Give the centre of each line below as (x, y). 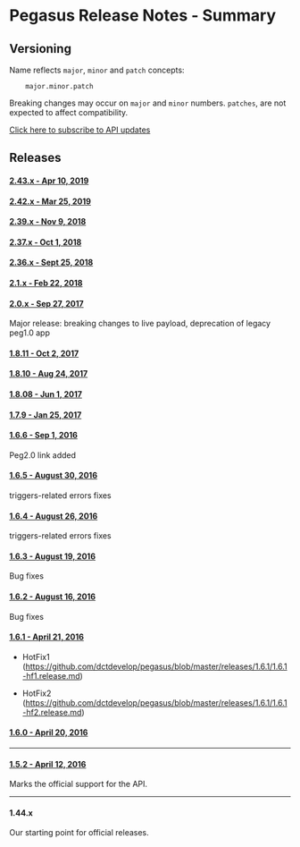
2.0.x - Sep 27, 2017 (46, 303)
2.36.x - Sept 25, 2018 (51, 263)
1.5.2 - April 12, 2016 (48, 764)
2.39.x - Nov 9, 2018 (48, 222)
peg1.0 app (30, 333)
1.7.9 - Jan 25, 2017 (46, 415)
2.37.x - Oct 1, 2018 (46, 241)
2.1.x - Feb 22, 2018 (46, 283)
